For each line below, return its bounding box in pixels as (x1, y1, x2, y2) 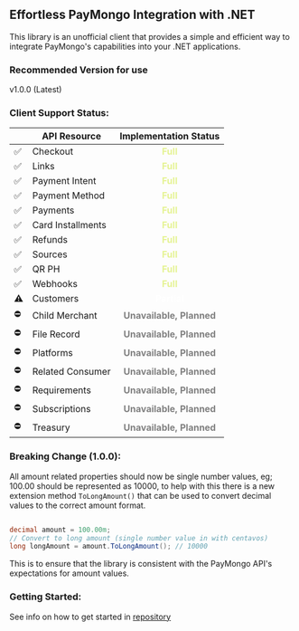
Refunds (32, 234, 68, 246)
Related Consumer (32, 365, 111, 378)
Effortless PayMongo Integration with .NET (9, 7, 256, 23)
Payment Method (32, 189, 106, 202)
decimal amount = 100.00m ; (9, 525, 111, 534)
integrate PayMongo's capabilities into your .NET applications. (9, 41, 241, 52)
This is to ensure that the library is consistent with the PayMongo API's (9, 559, 273, 569)
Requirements (32, 384, 92, 397)
